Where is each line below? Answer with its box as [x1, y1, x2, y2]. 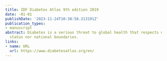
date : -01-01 [5, 12, 32, 17]
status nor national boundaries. [9, 35, 79, 40]
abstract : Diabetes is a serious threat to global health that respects [5, 30, 159, 35]
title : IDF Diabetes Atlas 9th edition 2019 [5, 7, 99, 12]
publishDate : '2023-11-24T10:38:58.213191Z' [5, 16, 99, 21]
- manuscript [5, 26, 32, 30]
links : [5, 39, 19, 44]
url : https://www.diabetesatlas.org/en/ [9, 48, 94, 53]
